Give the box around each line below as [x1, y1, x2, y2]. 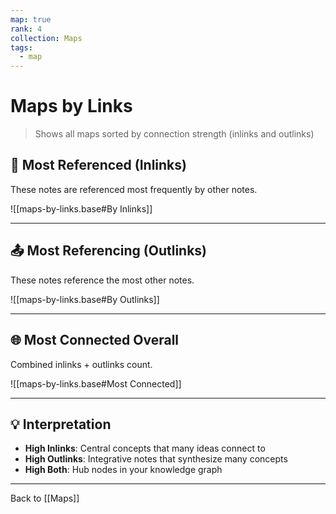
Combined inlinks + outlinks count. [10, 358, 153, 370]
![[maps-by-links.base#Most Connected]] [10, 377, 182, 390]
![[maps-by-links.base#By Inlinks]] [10, 202, 153, 215]
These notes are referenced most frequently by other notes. [10, 183, 258, 195]
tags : [10, 42, 33, 53]
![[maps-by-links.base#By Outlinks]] [10, 293, 160, 305]
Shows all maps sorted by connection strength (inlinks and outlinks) [34, 128, 315, 140]
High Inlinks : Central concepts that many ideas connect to [24, 442, 266, 455]
